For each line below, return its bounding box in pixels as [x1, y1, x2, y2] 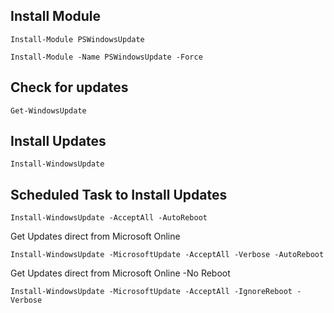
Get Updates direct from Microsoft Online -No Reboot [10, 267, 231, 279]
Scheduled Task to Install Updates [10, 186, 228, 203]
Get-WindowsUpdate [10, 105, 87, 116]
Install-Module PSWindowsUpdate [10, 34, 145, 44]
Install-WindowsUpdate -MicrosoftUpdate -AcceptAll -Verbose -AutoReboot [10, 250, 325, 260]
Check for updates [10, 79, 129, 96]
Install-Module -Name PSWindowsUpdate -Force [10, 52, 203, 62]
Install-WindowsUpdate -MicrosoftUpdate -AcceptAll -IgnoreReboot [10, 287, 293, 297]
